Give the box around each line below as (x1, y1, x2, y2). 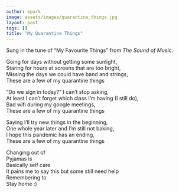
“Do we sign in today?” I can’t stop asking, (6, 89, 109, 96)
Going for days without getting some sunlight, (6, 58, 118, 66)
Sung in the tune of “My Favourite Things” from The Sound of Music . (6, 47, 174, 54)
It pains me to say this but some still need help (6, 168, 119, 175)
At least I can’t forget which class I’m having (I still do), (6, 95, 139, 102)
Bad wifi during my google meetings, (6, 101, 96, 108)
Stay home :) (6, 181, 37, 188)
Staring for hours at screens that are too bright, (6, 64, 121, 71)
